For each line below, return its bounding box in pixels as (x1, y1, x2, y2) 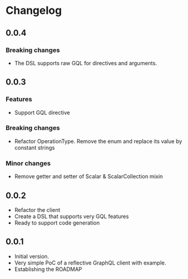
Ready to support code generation (14, 219, 100, 226)
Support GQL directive (14, 109, 70, 116)
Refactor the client (14, 206, 61, 213)
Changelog (5, 4, 62, 18)
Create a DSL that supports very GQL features (14, 213, 129, 220)
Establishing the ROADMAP (14, 265, 83, 272)
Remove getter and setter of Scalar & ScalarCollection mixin (14, 173, 163, 180)
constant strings (14, 144, 55, 151)
